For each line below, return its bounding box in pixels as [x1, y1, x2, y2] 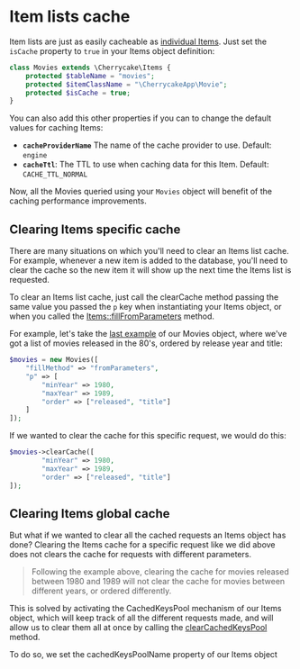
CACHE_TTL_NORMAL [22, 170, 88, 179]
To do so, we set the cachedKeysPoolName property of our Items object [9, 649, 277, 660]
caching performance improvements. [9, 195, 147, 206]
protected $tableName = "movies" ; [25, 71, 155, 80]
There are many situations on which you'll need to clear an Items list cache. [9, 246, 290, 257]
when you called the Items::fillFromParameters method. [9, 311, 214, 321]
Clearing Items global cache [9, 506, 170, 521]
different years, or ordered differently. [31, 585, 172, 596]
